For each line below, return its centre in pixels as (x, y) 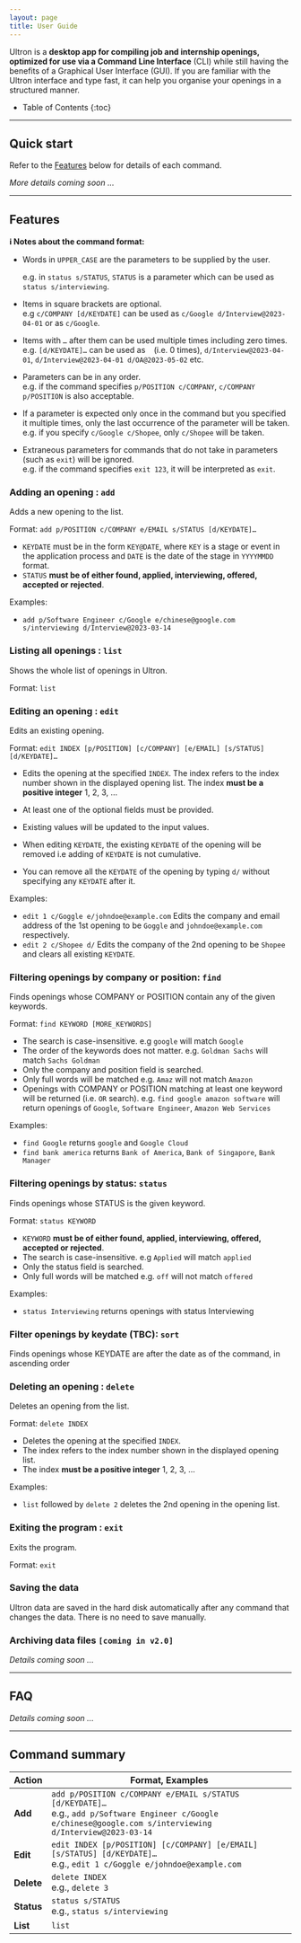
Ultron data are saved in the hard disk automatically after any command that (149, 1607)
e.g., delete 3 (80, 1887)
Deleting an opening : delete (72, 1386)
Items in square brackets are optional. (92, 304)
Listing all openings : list (66, 650)
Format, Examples (169, 1780)
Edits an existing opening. (57, 731)
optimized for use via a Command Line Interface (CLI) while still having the (149, 61)
